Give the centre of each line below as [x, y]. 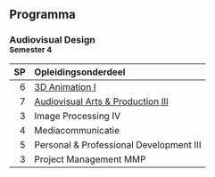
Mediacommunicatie [77, 130]
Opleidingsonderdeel [80, 72]
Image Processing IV [78, 116]
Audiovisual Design [52, 40]
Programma [42, 15]
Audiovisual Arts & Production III [102, 101]
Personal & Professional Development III [118, 144]
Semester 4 [31, 50]
